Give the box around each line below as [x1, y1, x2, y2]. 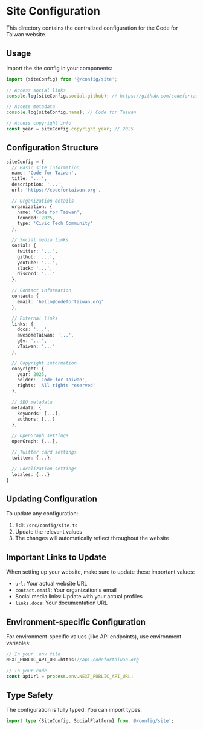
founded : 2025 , [17, 215, 56, 221]
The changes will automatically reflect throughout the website [14, 535, 169, 542]
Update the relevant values [14, 528, 83, 535]
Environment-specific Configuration [6, 617, 146, 627]
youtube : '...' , [17, 260, 59, 266]
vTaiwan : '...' [17, 344, 56, 350]
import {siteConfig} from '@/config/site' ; [6, 76, 118, 82]
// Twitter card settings [11, 449, 77, 455]
